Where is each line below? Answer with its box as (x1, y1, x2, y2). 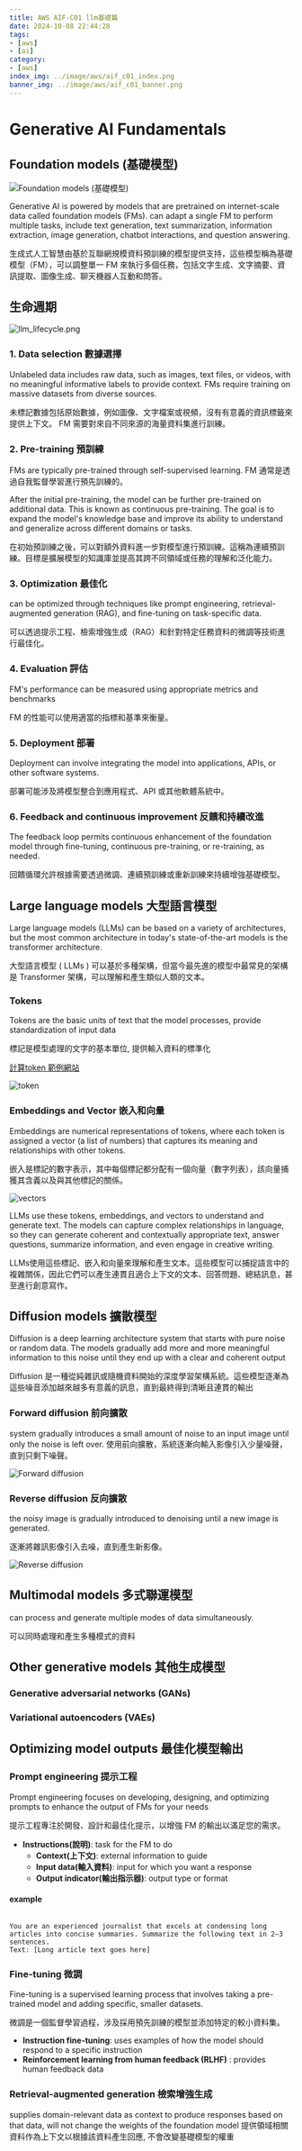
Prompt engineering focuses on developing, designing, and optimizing (9, 1792, 270, 1802)
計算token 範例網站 (9, 1062, 80, 1073)
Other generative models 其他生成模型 (9, 1659, 226, 1675)
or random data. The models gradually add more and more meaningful (9, 1343, 270, 1354)
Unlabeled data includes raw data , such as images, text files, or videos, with (9, 368, 291, 379)
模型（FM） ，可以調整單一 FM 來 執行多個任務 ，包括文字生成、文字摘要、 (9, 259, 278, 270)
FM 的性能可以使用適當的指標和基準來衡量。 (9, 712, 173, 722)
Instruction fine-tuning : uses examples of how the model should (22, 2035, 264, 2046)
